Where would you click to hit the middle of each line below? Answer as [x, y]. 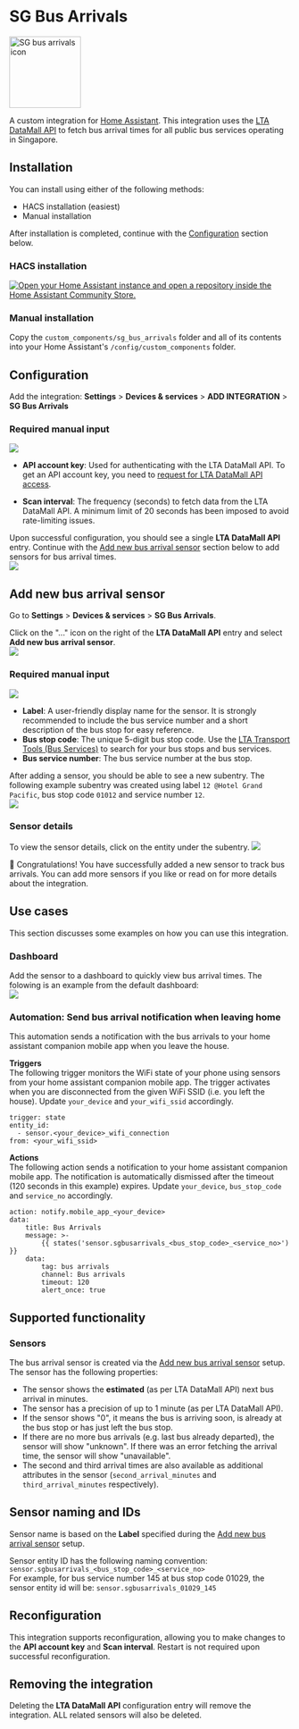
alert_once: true [73, 1290]
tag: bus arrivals [75, 1267]
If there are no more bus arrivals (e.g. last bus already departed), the [148, 1437]
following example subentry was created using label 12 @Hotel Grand [136, 785]
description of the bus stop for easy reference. [108, 729]
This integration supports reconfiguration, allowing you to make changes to [147, 1637]
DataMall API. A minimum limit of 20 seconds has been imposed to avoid [156, 511]
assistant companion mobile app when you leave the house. [120, 1046]
